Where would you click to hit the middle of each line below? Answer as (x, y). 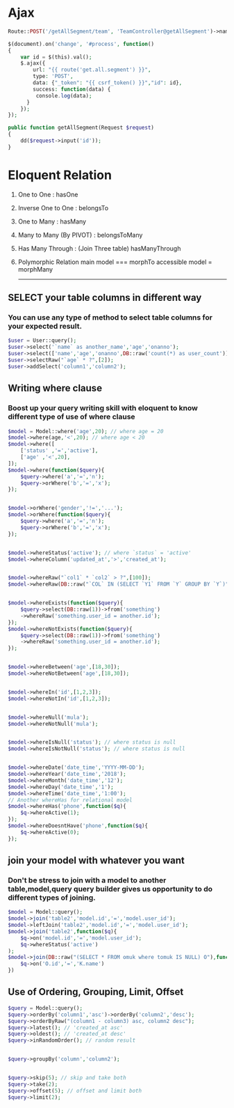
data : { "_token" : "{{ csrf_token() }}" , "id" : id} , (108, 83)
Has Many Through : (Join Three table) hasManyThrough (99, 248)
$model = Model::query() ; (45, 912)
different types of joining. (52, 898)
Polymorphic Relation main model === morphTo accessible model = (115, 262)
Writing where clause (55, 388)
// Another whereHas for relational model (70, 800)
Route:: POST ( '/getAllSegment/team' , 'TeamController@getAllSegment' (109, 31)
